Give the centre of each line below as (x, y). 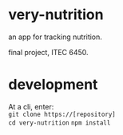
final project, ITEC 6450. (49, 52)
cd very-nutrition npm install (60, 123)
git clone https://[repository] (62, 114)
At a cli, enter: (31, 106)
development (53, 85)
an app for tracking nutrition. (55, 37)
